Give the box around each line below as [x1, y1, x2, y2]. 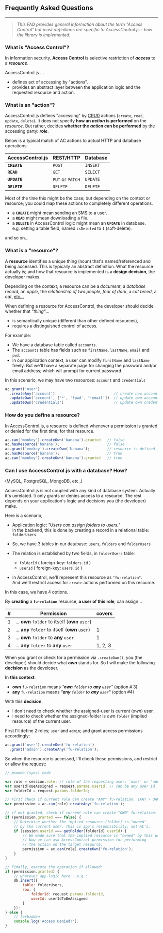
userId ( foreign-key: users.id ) [19, 565, 82, 571]
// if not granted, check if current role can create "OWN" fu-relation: [5, 811, 158, 815]
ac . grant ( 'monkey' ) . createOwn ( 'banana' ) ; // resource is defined [5, 446, 155, 452]
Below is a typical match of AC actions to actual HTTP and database [5, 138, 141, 143]
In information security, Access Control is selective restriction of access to [5, 55, 156, 61]
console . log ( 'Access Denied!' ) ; [14, 919, 79, 924]
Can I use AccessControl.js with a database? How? [5, 467, 128, 474]
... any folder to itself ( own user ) [15, 626, 91, 633]
